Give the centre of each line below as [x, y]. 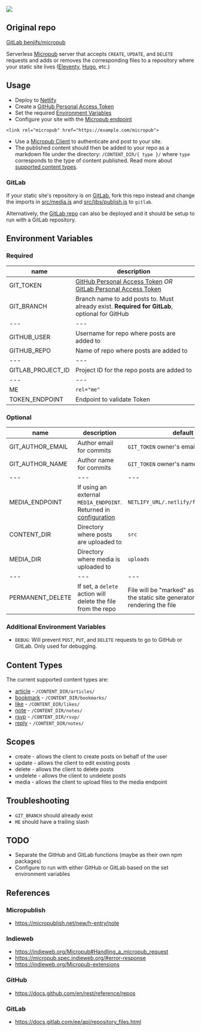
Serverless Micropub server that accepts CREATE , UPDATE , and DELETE [90, 53]
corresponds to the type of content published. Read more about [93, 160]
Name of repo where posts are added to [132, 350]
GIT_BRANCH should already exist [54, 815]
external [89, 494]
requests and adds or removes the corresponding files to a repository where [100, 60]
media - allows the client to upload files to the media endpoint [91, 782]
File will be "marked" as [161, 590]
